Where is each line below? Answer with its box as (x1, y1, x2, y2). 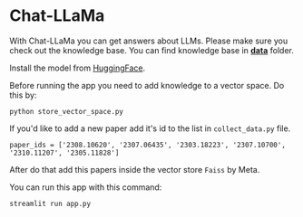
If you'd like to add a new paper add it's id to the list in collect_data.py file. (9, 123, 291, 134)
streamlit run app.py (9, 199, 92, 208)
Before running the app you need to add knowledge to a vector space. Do (9, 80, 285, 90)
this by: (9, 90, 37, 100)
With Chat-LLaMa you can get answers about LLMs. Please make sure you (9, 35, 288, 46)
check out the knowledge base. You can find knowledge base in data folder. (9, 44, 295, 55)
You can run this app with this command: (9, 182, 162, 193)
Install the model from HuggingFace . (9, 62, 146, 73)
